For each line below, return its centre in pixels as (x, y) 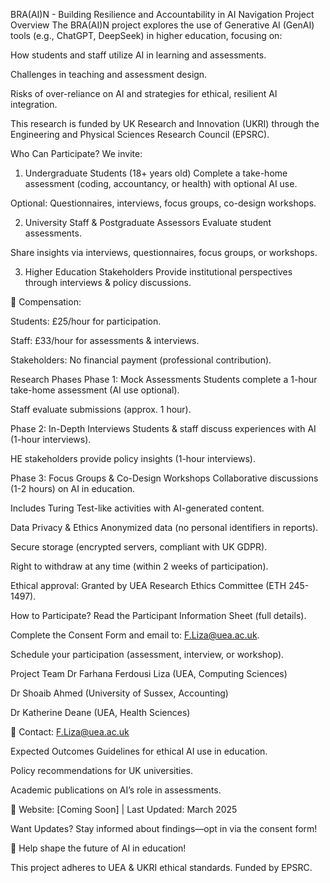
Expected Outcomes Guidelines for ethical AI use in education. (139, 751)
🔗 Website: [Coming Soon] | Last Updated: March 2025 (124, 809)
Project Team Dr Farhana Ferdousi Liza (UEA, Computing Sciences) (149, 673)
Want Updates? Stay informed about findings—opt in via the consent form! (164, 828)
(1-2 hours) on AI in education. (73, 488)
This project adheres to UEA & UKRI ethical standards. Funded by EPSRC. (161, 867)
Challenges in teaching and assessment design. (109, 74)
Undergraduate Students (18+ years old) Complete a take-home (156, 173)
